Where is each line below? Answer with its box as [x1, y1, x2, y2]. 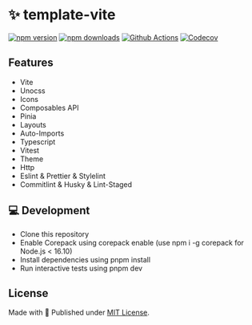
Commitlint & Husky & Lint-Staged [19, 179, 133, 189]
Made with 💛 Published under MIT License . [8, 307, 150, 318]
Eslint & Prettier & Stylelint [19, 171, 106, 181]
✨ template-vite [8, 6, 116, 24]
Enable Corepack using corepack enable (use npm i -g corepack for [19, 238, 244, 247]
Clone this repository [19, 229, 90, 238]
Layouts [19, 120, 46, 129]
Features [8, 56, 54, 70]
